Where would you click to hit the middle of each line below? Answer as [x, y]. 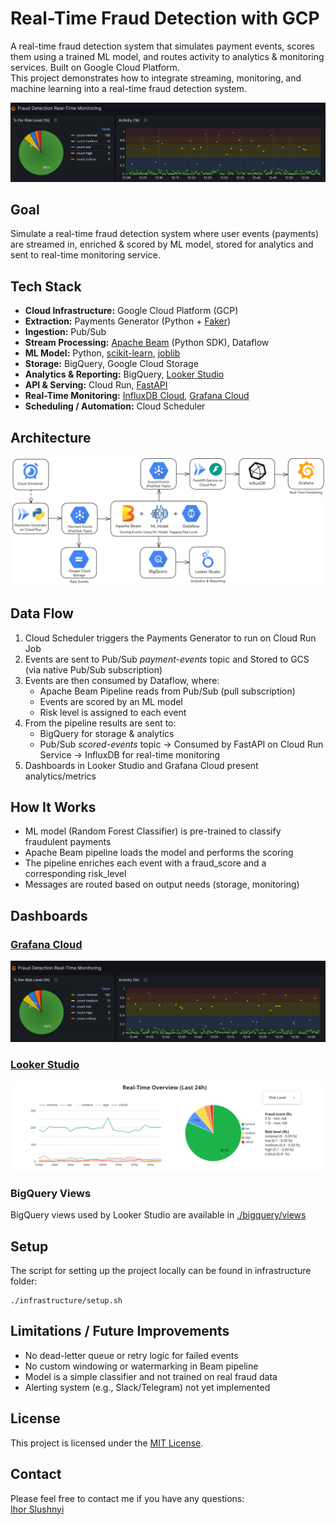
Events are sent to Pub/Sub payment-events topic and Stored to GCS [167, 659]
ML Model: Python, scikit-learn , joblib [102, 353]
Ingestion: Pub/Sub [65, 332]
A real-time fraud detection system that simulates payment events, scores [162, 46]
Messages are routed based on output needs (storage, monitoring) [162, 884]
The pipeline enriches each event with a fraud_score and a [145, 863]
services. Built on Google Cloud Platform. [95, 67]
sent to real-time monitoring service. [85, 255]
